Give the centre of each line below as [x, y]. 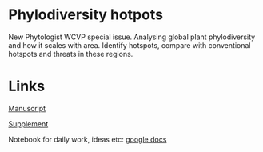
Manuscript [27, 108]
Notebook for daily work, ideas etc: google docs [88, 139]
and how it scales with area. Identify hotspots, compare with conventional [130, 45]
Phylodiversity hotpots [86, 15]
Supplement [28, 124]
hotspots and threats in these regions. [71, 54]
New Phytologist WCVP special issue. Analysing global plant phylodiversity [132, 37]
